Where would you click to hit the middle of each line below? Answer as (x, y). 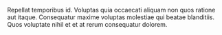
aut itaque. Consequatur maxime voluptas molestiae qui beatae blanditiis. (111, 17)
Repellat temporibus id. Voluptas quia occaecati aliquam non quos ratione (111, 10)
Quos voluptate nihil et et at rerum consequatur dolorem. (87, 24)
